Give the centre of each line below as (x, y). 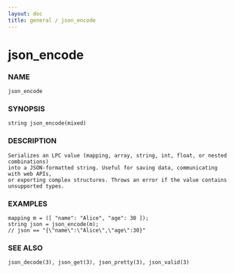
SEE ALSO (25, 248)
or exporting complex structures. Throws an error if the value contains (118, 180)
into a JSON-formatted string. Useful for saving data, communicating (113, 168)
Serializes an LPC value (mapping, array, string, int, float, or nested (118, 155)
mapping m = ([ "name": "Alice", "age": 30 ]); (79, 218)
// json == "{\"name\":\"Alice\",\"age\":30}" (77, 230)
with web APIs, (30, 174)
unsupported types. (36, 186)
